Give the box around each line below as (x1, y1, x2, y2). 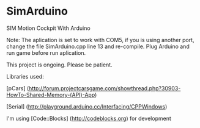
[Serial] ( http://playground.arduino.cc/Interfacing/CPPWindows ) (6, 102, 168, 110)
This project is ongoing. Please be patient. (6, 61, 113, 68)
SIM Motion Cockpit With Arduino (6, 24, 91, 32)
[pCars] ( (6, 84, 29, 92)
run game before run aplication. (6, 49, 86, 56)
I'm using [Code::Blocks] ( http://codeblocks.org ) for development (6, 115, 171, 122)
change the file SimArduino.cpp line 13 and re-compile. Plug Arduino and (6, 43, 190, 50)
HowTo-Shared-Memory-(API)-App (6, 91, 95, 98)
